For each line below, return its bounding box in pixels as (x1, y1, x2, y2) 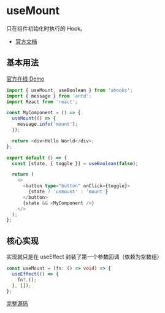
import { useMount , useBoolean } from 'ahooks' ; (6, 87, 133, 93)
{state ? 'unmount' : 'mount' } (28, 188, 109, 195)
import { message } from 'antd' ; (6, 93, 92, 99)
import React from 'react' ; (6, 99, 79, 105)
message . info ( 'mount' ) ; (17, 121, 79, 128)
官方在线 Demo (6, 75, 45, 82)
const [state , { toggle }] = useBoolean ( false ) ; (12, 160, 139, 166)
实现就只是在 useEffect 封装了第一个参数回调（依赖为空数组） (6, 253, 163, 261)
